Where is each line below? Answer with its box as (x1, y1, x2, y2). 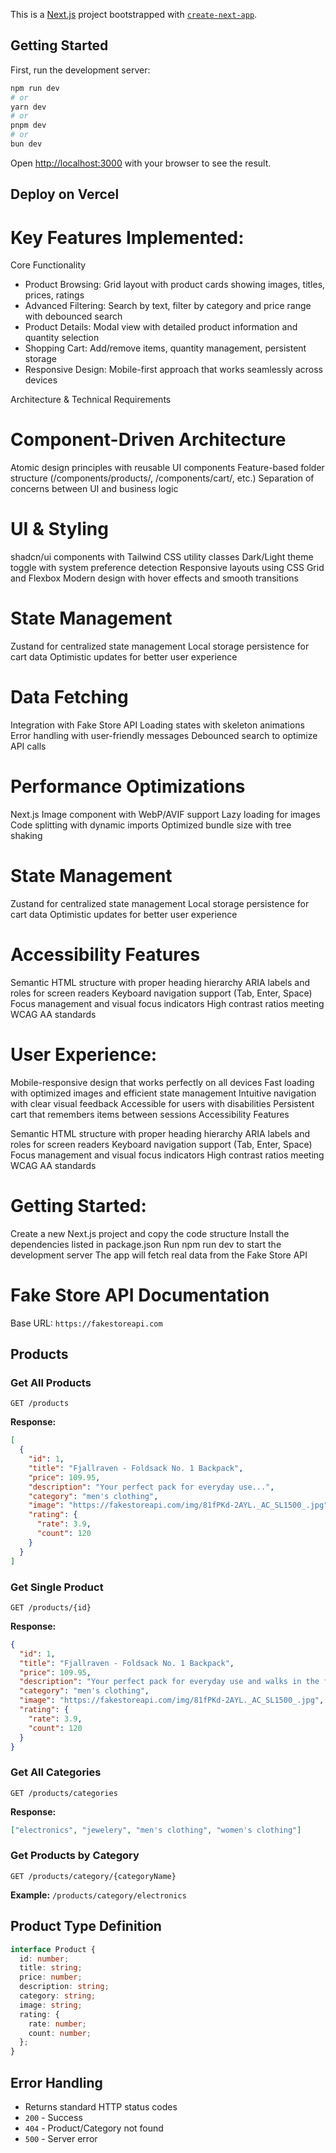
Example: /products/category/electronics (10, 1889, 187, 1901)
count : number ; (28, 2028, 92, 2038)
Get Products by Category (10, 1849, 140, 1863)
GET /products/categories (10, 1788, 118, 1798)
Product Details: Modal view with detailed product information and (24, 321, 298, 333)
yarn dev (10, 102, 47, 112)
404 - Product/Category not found (24, 2122, 164, 2134)
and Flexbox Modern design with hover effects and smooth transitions (10, 572, 299, 584)
